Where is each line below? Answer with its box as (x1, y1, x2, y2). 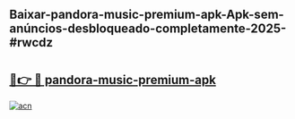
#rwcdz (9, 35, 54, 50)
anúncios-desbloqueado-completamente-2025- (9, 21, 287, 37)
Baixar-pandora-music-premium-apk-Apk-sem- (9, 7, 284, 22)
